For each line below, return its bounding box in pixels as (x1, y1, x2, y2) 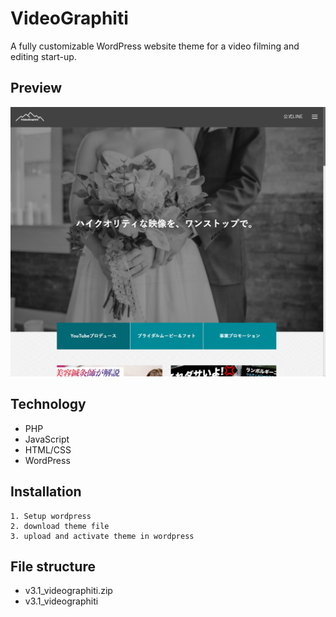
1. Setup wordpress (10, 511, 92, 521)
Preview (10, 80, 63, 97)
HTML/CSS (24, 443, 72, 456)
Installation (10, 483, 82, 501)
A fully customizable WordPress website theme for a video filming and (10, 40, 300, 52)
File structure (10, 558, 96, 575)
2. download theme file (10, 521, 110, 531)
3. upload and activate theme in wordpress (10, 531, 195, 541)
